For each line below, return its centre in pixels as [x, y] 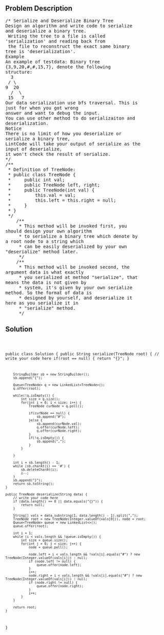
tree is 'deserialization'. [40, 51]
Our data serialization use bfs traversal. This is [72, 103]
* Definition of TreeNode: [42, 169]
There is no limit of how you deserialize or [64, 133]
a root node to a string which [45, 241]
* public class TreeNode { [42, 175]
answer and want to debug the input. [53, 113]
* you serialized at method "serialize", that [78, 277]
